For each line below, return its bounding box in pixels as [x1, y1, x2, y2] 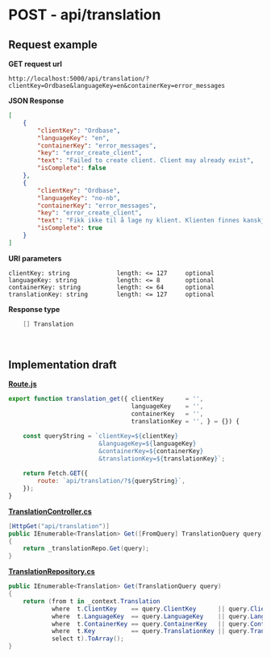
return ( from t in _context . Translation [23, 597, 161, 606]
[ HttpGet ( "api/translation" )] [8, 522, 110, 530]
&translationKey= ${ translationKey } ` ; [98, 454, 226, 463]
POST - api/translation [8, 6, 161, 24]
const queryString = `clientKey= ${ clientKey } [23, 431, 179, 440]
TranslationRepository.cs [8, 567, 95, 577]
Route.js [8, 379, 37, 389]
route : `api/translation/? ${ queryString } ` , [37, 477, 186, 485]
